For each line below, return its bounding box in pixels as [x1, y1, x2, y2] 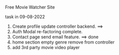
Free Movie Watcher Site [5, 4, 55, 10]
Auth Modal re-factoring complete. [12, 29, 83, 34]
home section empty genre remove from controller [12, 39, 115, 45]
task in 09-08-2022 [5, 14, 45, 19]
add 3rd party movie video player [12, 45, 80, 50]
